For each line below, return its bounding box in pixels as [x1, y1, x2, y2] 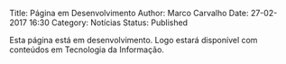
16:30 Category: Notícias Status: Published [28, 17, 188, 28]
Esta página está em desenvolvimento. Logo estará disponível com [9, 35, 258, 45]
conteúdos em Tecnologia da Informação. [9, 44, 165, 55]
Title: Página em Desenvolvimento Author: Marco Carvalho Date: [9, 8, 249, 18]
